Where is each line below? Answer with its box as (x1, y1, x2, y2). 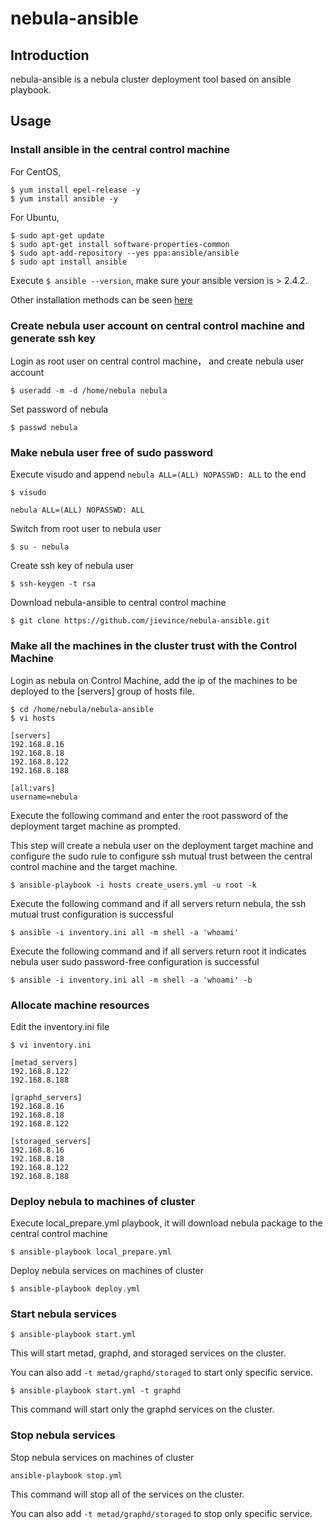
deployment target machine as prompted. (10, 820, 182, 832)
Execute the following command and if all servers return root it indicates (10, 945, 307, 957)
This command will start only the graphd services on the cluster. (10, 1403, 275, 1416)
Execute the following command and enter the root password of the (10, 809, 289, 821)
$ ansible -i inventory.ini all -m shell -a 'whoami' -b (10, 975, 253, 985)
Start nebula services (10, 1307, 117, 1321)
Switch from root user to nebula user (10, 523, 162, 535)
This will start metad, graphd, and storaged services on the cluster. (10, 1347, 287, 1359)
